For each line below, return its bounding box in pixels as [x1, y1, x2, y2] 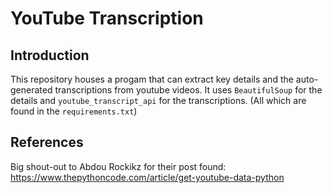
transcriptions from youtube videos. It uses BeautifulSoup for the [54, 84, 323, 96]
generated [10, 84, 53, 96]
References [10, 134, 84, 151]
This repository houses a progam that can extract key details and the [10, 73, 294, 85]
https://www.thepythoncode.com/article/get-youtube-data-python [10, 171, 285, 183]
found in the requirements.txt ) [10, 105, 138, 117]
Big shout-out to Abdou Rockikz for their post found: [10, 160, 227, 172]
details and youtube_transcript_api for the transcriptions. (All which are [10, 95, 307, 106]
